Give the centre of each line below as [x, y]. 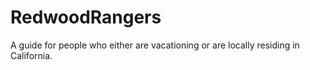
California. [31, 55]
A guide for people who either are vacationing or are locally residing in [155, 45]
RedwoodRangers [86, 17]
